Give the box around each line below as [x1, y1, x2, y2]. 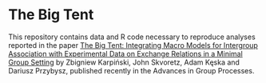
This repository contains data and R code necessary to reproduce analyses [8, 32, 256, 41]
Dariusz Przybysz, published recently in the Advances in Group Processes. [8, 65, 255, 75]
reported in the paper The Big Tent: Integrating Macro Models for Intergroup [8, 40, 258, 49]
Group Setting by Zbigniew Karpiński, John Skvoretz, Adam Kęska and [8, 57, 240, 67]
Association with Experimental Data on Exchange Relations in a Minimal [8, 49, 244, 58]
